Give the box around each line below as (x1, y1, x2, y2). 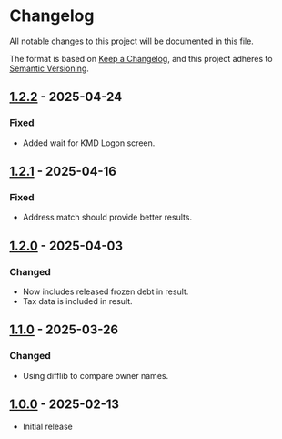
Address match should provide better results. (22, 211, 193, 223)
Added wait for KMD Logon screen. (22, 138, 156, 148)
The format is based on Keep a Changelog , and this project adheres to (9, 53, 273, 64)
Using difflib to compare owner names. (22, 370, 169, 381)
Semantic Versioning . (9, 63, 89, 74)
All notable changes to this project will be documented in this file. (9, 36, 255, 46)
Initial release (22, 421, 73, 432)
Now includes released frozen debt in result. (22, 286, 189, 297)
